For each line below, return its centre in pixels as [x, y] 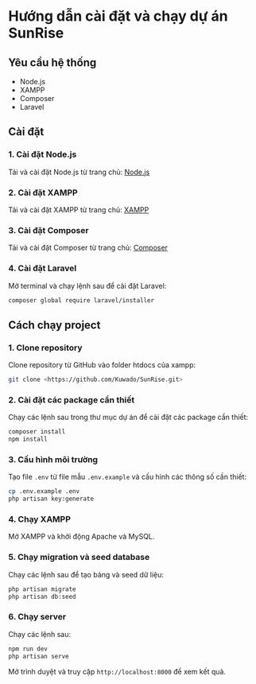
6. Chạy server [37, 617]
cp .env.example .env [44, 492]
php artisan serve [39, 656]
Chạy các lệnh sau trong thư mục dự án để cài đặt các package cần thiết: [128, 418]
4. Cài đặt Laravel [43, 268]
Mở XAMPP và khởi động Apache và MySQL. [81, 537]
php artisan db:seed [43, 597]
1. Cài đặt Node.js [43, 154]
